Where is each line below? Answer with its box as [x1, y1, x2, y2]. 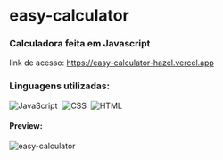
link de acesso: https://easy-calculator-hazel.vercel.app [9, 57, 214, 68]
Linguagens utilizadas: [9, 80, 110, 92]
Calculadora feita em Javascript [9, 38, 151, 50]
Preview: [9, 121, 43, 131]
